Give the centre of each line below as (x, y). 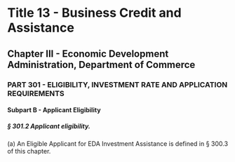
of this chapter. (29, 151)
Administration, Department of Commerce (101, 65)
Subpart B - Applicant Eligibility (54, 110)
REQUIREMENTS (36, 93)
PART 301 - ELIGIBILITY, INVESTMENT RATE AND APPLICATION (117, 84)
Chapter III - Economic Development (88, 54)
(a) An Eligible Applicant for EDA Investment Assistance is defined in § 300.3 (118, 144)
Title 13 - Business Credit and (94, 13)
